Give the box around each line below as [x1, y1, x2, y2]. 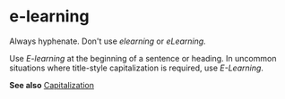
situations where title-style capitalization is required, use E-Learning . [9, 62, 264, 73]
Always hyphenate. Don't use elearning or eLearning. [9, 36, 206, 46]
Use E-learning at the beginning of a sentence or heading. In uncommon [9, 53, 277, 63]
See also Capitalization [9, 79, 95, 90]
